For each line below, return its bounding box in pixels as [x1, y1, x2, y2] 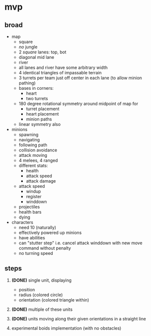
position [18, 286, 35, 292]
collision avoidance [18, 147, 58, 153]
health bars [18, 209, 42, 215]
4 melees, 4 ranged [18, 157, 58, 163]
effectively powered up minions [18, 230, 82, 235]
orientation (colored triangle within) [18, 297, 90, 302]
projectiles [18, 204, 40, 210]
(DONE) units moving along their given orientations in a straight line [11, 316, 146, 321]
